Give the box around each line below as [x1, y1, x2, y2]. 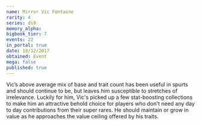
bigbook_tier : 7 [6, 31, 47, 37]
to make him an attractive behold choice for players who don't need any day [6, 100, 195, 107]
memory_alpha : [6, 25, 42, 32]
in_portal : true [6, 43, 47, 49]
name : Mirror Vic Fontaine [6, 8, 74, 15]
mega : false [6, 59, 36, 65]
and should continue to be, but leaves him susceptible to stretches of [6, 88, 178, 95]
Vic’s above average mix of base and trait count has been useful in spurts [6, 81, 188, 88]
